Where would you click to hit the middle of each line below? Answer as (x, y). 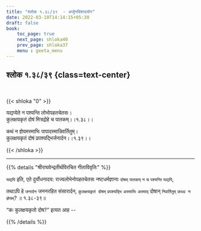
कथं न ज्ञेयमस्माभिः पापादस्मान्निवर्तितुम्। (42, 131)
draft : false (22, 23)
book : (13, 28)
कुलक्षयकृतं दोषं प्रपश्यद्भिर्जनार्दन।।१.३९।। (49, 138)
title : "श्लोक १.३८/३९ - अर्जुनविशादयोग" (51, 12)
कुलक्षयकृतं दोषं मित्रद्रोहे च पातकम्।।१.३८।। (50, 119)
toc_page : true (36, 34)
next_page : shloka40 (42, 39)
